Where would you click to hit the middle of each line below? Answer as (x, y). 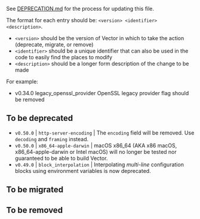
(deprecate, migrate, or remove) (54, 45)
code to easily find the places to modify (63, 57)
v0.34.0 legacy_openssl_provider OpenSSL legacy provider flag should (102, 93)
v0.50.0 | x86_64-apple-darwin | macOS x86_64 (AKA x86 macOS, (96, 145)
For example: (22, 81)
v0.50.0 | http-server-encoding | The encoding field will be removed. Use (104, 133)
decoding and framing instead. (51, 139)
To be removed (35, 210)
